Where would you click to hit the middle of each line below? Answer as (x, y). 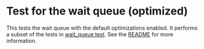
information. (22, 41)
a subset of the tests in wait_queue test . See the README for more (90, 34)
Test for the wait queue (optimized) (97, 11)
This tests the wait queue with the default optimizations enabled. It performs (102, 28)
